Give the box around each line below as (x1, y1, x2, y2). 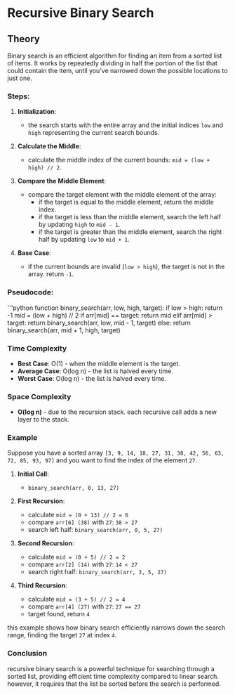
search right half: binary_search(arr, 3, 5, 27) (27, 568, 167, 576)
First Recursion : (17, 497, 65, 505)
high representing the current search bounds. (27, 129, 160, 137)
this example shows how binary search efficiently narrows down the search (7, 623, 226, 632)
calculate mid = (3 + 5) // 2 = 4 (27, 595, 126, 604)
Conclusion (7, 649, 48, 658)
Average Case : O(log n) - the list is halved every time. (17, 367, 173, 375)
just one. (7, 74, 33, 82)
